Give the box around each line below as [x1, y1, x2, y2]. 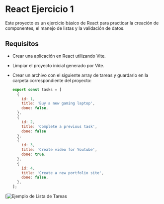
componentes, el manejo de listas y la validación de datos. [5, 25, 125, 31]
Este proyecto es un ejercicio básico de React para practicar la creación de [5, 20, 159, 26]
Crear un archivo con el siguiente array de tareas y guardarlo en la [12, 72, 149, 78]
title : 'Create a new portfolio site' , [21, 170, 104, 175]
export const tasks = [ [12, 87, 62, 92]
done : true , [21, 152, 46, 157]
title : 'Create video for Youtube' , [21, 147, 97, 152]
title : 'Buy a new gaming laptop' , [21, 101, 95, 106]
